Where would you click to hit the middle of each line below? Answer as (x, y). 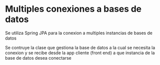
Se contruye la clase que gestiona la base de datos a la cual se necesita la (80, 47)
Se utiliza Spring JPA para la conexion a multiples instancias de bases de (79, 33)
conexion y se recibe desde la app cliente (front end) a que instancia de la (80, 53)
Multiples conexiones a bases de (73, 9)
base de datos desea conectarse (38, 58)
